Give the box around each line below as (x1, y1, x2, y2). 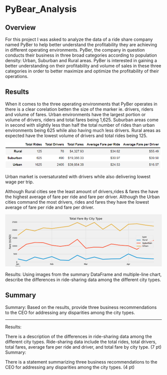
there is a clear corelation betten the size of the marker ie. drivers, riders (5, 106, 154, 112)
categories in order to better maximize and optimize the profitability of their (5, 68, 159, 74)
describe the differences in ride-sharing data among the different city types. (5, 277, 162, 283)
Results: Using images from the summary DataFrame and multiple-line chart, (5, 271, 162, 277)
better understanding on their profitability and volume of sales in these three (5, 63, 162, 69)
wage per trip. (5, 179, 34, 185)
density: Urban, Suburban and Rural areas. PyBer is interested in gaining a (5, 58, 158, 63)
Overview (5, 23, 36, 32)
